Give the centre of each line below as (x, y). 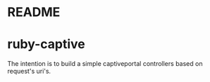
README (34, 12)
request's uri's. (29, 71)
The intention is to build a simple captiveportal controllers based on (105, 64)
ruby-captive (47, 45)
